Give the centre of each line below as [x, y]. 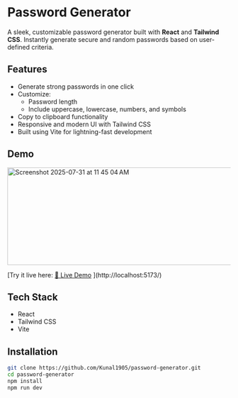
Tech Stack [33, 297]
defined [19, 47]
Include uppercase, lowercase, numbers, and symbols [107, 109]
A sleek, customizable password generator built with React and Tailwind [113, 32]
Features [27, 69]
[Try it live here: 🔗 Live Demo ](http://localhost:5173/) [85, 275]
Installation [33, 352]
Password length [53, 101]
